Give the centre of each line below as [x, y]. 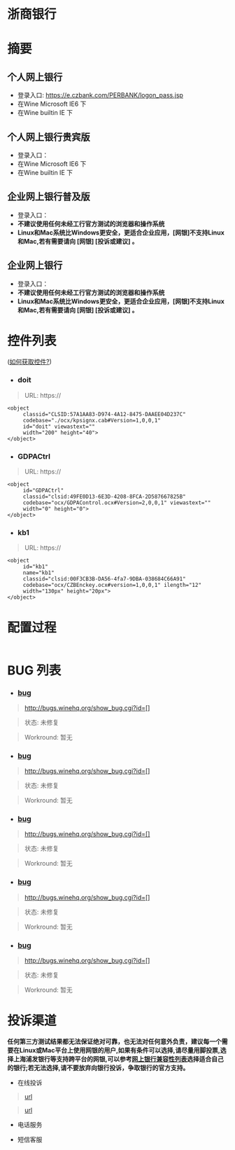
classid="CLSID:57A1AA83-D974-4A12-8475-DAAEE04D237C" [105, 414]
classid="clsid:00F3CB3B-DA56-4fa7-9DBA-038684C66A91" [105, 579]
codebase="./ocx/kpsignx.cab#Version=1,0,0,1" [92, 420]
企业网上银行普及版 [49, 197]
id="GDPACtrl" [43, 491]
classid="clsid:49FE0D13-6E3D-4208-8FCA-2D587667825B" [105, 497]
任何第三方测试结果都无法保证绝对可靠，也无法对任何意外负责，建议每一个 [114, 1041]
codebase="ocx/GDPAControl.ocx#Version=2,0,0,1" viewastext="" [117, 503]
